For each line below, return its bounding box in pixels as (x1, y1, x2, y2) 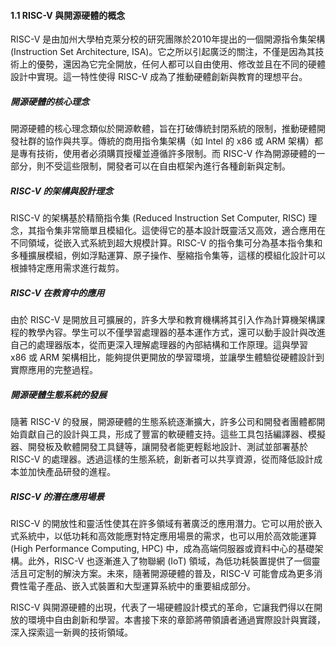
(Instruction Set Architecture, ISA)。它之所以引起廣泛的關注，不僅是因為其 (10, 46, 316, 58)
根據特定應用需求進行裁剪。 (10, 262, 125, 274)
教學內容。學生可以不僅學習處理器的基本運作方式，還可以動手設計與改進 (27, 326, 326, 339)
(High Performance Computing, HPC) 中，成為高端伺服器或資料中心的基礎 (10, 543, 315, 555)
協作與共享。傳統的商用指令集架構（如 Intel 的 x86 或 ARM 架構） (44, 135, 315, 147)
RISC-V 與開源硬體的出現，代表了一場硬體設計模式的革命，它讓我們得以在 (10, 601, 315, 614)
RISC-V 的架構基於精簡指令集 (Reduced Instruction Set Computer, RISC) (10, 212, 307, 224)
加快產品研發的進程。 (27, 466, 116, 478)
